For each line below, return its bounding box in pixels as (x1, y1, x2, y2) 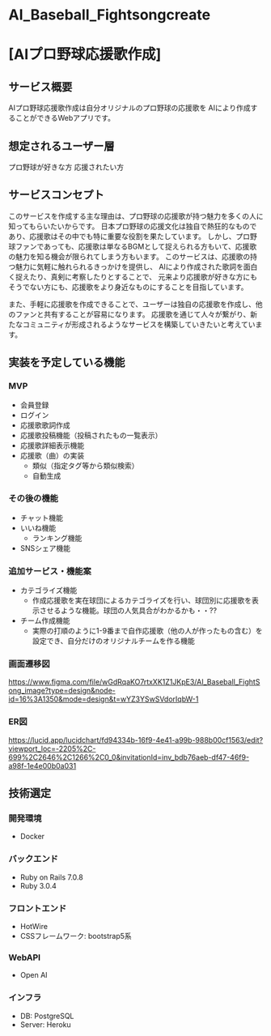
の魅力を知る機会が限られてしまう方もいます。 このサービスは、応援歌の (8, 251, 251, 261)
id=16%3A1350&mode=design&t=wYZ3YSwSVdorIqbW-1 (8, 694, 199, 704)
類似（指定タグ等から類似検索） (32, 460, 139, 471)
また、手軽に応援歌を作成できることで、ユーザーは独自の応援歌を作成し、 (8, 299, 256, 309)
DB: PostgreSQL (19, 1011, 74, 1021)
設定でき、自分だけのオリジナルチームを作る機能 (32, 636, 196, 646)
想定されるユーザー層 (8, 139, 115, 153)
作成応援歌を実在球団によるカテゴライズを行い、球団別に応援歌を (32, 595, 252, 605)
